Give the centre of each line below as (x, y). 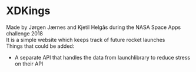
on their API (29, 64)
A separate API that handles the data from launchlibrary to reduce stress (102, 57)
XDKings (28, 11)
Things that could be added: (40, 46)
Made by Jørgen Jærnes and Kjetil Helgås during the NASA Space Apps (94, 27)
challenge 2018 (24, 33)
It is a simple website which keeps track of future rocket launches (86, 40)
